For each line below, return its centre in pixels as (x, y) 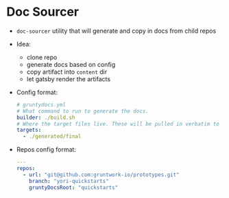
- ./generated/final (52, 137)
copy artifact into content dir (67, 72)
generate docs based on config (71, 64)
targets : (29, 130)
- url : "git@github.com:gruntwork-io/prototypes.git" (101, 175)
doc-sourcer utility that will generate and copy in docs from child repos (116, 31)
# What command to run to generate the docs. (82, 111)
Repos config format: (46, 150)
